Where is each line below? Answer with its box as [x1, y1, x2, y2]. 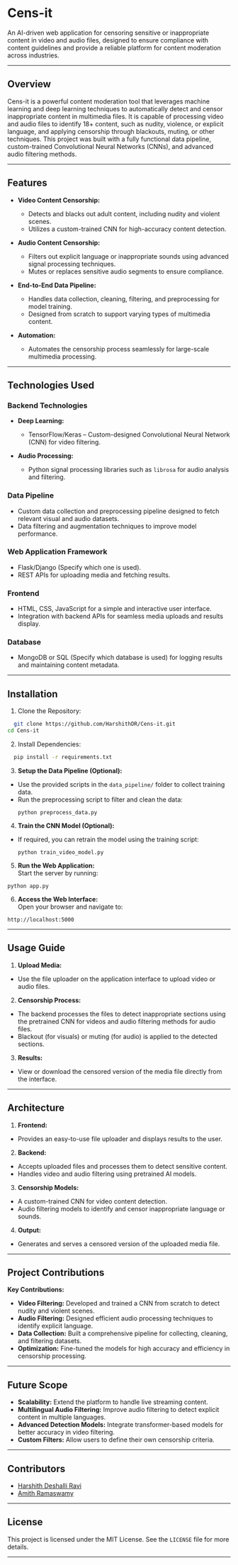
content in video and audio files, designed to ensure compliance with [7, 35, 209, 44]
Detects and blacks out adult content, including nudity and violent [28, 209, 220, 218]
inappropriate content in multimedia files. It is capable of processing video [7, 112, 225, 120]
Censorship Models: [17, 1183, 79, 1191]
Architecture [7, 1102, 65, 1114]
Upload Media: [17, 960, 62, 969]
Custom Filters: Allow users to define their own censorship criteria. [17, 1435, 215, 1444]
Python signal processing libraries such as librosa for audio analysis [28, 466, 229, 474]
